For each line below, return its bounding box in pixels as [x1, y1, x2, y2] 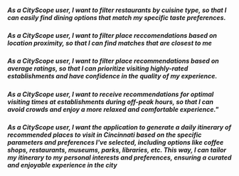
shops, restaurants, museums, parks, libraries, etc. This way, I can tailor [7, 146, 227, 155]
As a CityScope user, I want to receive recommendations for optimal [7, 90, 214, 98]
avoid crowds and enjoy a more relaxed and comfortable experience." [7, 105, 219, 113]
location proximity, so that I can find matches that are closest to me [7, 38, 212, 47]
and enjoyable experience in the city [7, 161, 117, 170]
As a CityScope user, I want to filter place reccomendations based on [7, 31, 217, 39]
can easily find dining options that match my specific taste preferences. [7, 13, 226, 21]
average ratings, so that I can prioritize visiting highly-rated [7, 64, 188, 73]
